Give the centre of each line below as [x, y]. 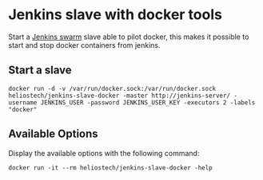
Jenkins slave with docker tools [115, 15]
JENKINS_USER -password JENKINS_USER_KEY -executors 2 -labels [148, 102]
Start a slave [40, 70]
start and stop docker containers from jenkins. [84, 45]
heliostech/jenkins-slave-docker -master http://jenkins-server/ [119, 96]
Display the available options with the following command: [104, 153]
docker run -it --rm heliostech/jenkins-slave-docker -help [111, 168]
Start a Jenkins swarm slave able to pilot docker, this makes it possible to [129, 37]
